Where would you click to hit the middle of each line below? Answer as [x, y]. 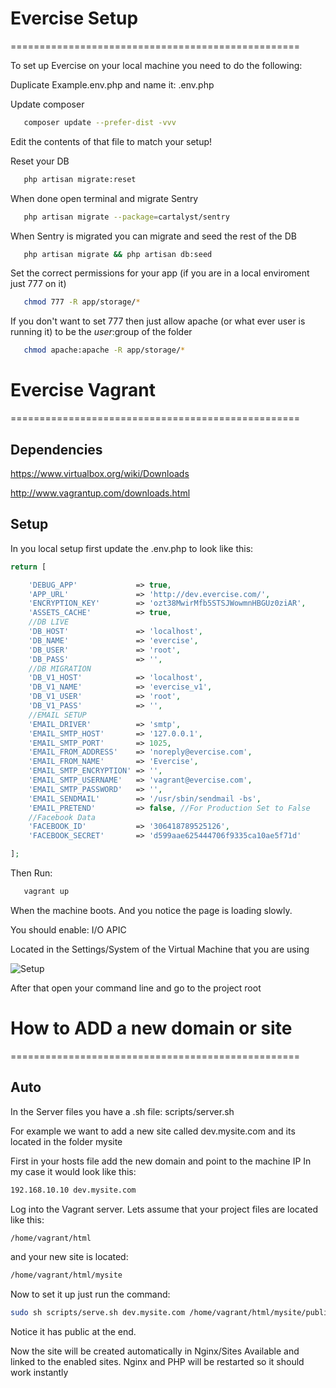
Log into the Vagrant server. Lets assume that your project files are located [164, 1209]
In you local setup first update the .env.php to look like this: [132, 548]
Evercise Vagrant [83, 390]
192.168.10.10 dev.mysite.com [73, 1190]
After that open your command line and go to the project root [136, 988]
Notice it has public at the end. [73, 1332]
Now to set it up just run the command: [90, 1294]
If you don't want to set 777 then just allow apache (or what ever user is [158, 321]
